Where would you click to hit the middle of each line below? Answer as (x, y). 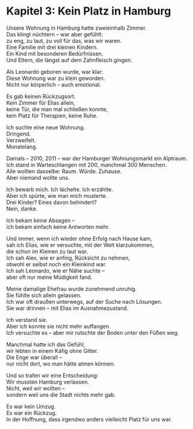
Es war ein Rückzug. (32, 413)
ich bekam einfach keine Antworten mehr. (58, 227)
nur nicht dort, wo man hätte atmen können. (61, 364)
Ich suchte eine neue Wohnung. (46, 127)
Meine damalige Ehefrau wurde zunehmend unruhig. (71, 289)
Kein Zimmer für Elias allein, (41, 103)
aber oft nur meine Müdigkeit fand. (49, 277)
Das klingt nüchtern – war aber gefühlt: (55, 34)
